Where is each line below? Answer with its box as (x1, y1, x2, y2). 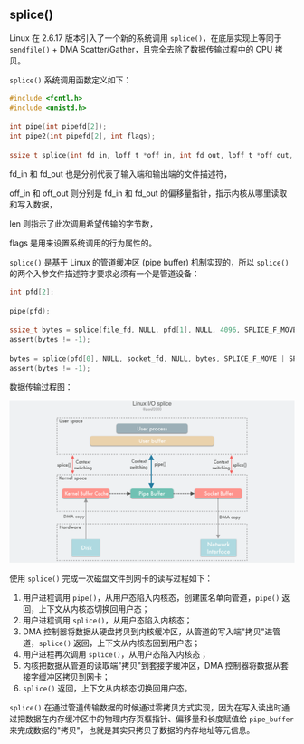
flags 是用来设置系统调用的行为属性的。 (9, 237, 157, 248)
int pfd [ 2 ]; (9, 287, 54, 296)
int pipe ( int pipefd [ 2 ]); (9, 122, 107, 131)
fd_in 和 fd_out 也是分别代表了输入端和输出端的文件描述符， (9, 168, 233, 179)
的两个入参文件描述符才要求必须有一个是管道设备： (9, 267, 200, 279)
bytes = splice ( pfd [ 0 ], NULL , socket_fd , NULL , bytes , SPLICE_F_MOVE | (9, 354, 285, 363)
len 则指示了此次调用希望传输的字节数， (9, 217, 158, 229)
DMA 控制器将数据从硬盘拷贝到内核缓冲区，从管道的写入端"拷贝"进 (22, 625, 273, 637)
